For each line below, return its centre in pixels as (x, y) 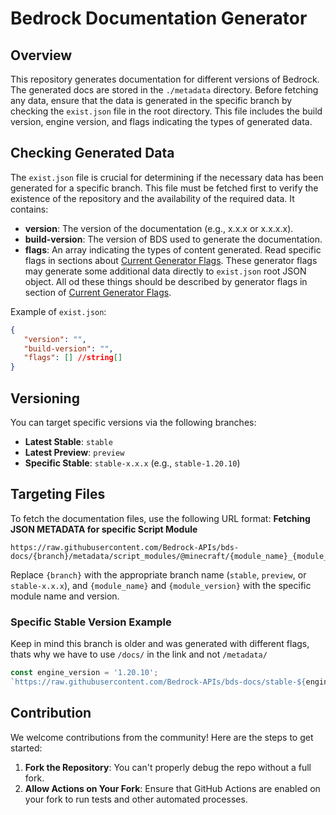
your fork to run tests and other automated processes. (136, 799)
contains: (29, 209)
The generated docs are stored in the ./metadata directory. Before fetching (164, 90)
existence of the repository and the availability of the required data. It (152, 198)
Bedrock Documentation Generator (159, 18)
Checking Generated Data (92, 153)
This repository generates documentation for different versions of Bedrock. (165, 79)
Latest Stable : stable (68, 441)
